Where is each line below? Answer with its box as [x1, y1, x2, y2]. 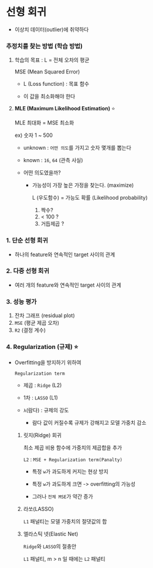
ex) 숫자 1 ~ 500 [14, 132, 53, 139]
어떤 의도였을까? [23, 169, 61, 176]
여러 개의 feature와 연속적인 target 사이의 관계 [14, 281, 121, 288]
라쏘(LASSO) [23, 506, 54, 513]
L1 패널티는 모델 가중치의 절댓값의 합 [23, 518, 107, 525]
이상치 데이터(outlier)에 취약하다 [14, 26, 89, 33]
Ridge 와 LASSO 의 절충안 [23, 543, 77, 550]
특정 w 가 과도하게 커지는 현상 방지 [32, 468, 108, 475]
